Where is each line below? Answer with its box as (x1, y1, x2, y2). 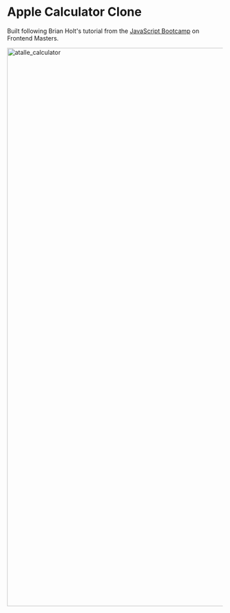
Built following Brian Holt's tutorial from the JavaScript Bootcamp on (7, 27, 200, 35)
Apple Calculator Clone (7, 4, 142, 20)
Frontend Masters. (7, 34, 60, 42)
